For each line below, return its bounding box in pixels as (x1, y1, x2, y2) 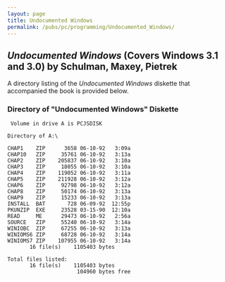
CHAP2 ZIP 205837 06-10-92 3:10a (7, 157, 131, 164)
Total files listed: (7, 256, 68, 263)
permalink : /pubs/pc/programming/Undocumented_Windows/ (7, 23, 175, 30)
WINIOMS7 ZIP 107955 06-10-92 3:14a (7, 238, 131, 245)
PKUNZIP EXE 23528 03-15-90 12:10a (7, 207, 131, 214)
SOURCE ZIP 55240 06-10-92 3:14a (7, 219, 131, 226)
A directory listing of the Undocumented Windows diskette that (7, 79, 190, 88)
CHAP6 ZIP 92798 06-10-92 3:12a (7, 182, 131, 189)
